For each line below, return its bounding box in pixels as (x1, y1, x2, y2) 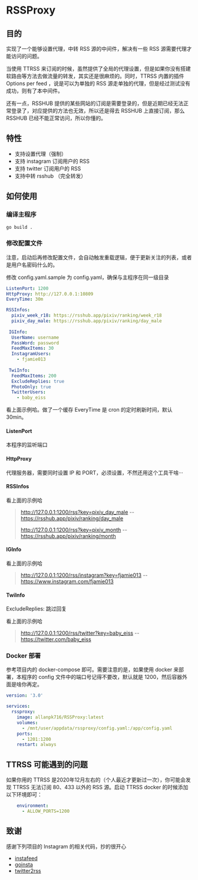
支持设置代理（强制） (14, 150, 67, 157)
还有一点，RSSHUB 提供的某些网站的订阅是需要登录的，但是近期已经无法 (6, 100, 184, 107)
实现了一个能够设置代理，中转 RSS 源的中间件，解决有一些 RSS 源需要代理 (6, 45, 187, 52)
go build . (6, 224, 33, 230)
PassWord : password (11, 340, 60, 346)
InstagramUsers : (11, 351, 51, 357)
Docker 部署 (6, 652, 41, 660)
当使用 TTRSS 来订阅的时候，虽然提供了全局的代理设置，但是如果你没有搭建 (6, 65, 191, 72)
